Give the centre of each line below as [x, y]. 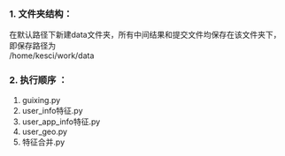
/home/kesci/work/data [52, 56]
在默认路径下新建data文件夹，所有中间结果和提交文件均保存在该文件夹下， [145, 35]
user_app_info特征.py [61, 122]
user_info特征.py [52, 110]
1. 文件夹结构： [41, 13]
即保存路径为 [32, 46]
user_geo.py [45, 131]
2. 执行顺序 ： [39, 80]
